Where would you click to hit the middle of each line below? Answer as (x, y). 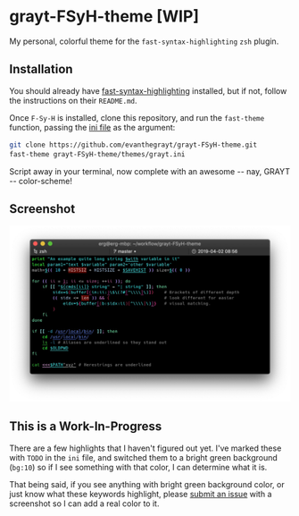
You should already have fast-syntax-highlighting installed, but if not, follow (148, 90)
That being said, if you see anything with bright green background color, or (147, 484)
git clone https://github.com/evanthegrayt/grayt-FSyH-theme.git (133, 145)
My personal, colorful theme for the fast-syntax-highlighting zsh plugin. (144, 41)
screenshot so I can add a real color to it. (84, 503)
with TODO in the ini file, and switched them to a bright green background (144, 457)
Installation (41, 69)
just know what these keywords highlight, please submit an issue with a (141, 494)
